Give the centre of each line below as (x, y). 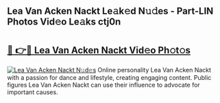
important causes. (33, 92)
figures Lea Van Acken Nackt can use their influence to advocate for (103, 85)
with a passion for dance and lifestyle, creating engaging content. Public (109, 77)
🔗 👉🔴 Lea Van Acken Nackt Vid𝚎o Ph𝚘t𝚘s (99, 50)
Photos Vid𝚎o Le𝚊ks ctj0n (64, 22)
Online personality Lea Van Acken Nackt (154, 70)
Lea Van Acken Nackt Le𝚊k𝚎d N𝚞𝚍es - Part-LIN (110, 11)
